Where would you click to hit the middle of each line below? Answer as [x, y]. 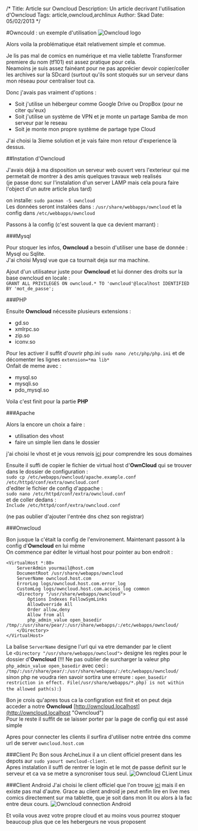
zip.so [22, 335]
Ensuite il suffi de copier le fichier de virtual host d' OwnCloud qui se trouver [99, 465]
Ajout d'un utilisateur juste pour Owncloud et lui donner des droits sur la [94, 272]
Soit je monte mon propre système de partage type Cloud [85, 129]
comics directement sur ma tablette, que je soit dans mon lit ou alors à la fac [99, 797]
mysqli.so [26, 383]
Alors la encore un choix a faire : [46, 424]
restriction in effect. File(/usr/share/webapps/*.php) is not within [95, 683]
